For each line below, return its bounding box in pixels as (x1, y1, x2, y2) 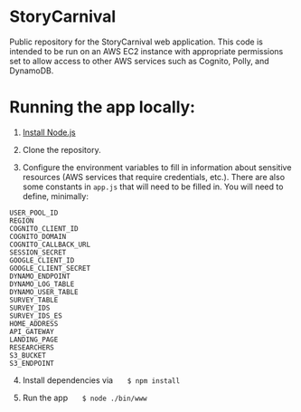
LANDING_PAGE (9, 335, 59, 344)
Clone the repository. (22, 144, 101, 155)
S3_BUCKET (9, 350, 47, 359)
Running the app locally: (9, 97, 196, 118)
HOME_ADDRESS (9, 319, 59, 328)
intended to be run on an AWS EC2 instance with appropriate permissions (9, 45, 284, 56)
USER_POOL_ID (9, 208, 59, 217)
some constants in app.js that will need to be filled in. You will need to (22, 181, 284, 192)
